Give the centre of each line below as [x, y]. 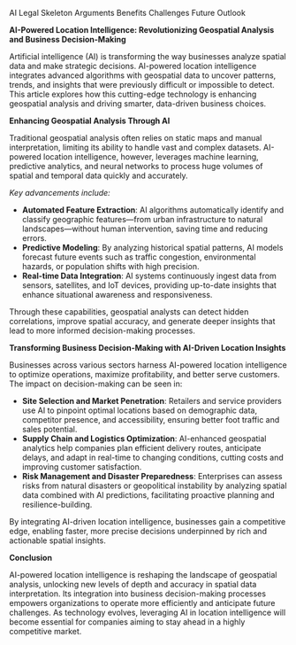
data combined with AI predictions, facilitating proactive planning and [148, 495]
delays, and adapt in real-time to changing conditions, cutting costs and [153, 457]
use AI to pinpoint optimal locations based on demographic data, [140, 410]
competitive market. [46, 631]
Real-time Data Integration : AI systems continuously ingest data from [149, 276]
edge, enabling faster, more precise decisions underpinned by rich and [138, 531]
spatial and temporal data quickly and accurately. [99, 175]
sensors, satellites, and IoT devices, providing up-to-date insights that [149, 285]
